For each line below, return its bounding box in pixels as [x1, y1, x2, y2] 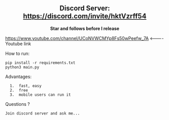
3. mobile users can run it [10, 92, 71, 97]
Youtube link [5, 41, 31, 47]
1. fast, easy [10, 83, 42, 88]
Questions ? [5, 101, 30, 107]
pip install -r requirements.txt [5, 60, 76, 65]
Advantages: [5, 73, 32, 79]
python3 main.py [5, 64, 39, 70]
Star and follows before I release [50, 25, 120, 31]
